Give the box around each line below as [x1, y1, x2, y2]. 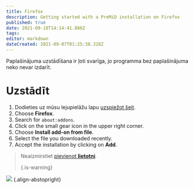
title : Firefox [6, 8, 44, 15]
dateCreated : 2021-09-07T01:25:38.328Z [6, 42, 104, 48]
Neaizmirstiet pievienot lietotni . [20, 152, 97, 159]
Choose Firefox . [14, 110, 55, 117]
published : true [6, 19, 46, 25]
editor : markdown [6, 36, 49, 42]
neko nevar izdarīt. [6, 63, 52, 70]
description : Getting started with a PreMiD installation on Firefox [6, 14, 180, 20]
